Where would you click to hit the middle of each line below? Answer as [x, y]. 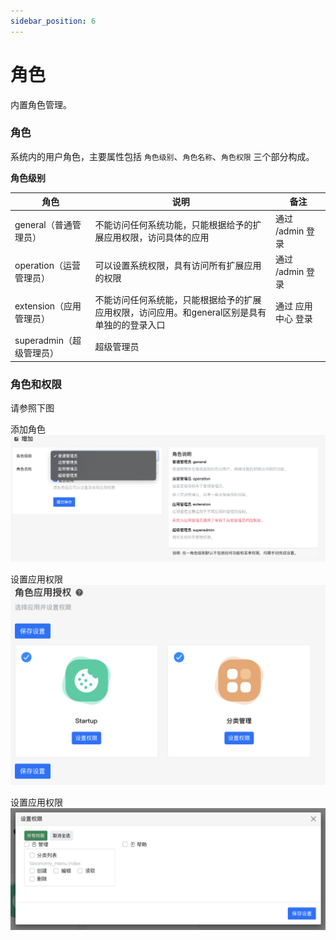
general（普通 [43, 224]
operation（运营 [47, 265]
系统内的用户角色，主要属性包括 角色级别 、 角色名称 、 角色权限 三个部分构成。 [162, 156]
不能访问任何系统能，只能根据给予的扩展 [178, 300]
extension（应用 [48, 306]
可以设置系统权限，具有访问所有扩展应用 [178, 265]
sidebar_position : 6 [53, 21]
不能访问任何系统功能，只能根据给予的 [173, 224]
